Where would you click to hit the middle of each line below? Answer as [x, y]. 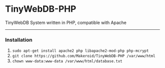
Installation [19, 40]
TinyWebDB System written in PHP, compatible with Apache [66, 23]
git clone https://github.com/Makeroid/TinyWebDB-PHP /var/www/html [84, 56]
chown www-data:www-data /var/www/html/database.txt [67, 61]
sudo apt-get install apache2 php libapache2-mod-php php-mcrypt [80, 51]
